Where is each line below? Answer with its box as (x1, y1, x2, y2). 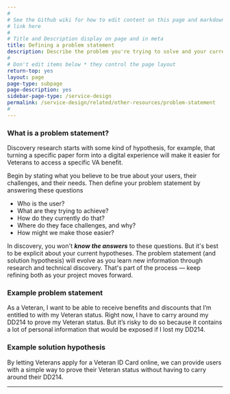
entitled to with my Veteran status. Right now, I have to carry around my (7, 311, 209, 319)
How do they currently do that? (16, 214, 105, 223)
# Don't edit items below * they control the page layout (7, 61, 176, 68)
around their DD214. (7, 373, 64, 381)
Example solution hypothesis (7, 343, 106, 352)
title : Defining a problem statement (7, 42, 115, 49)
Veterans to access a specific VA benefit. (7, 158, 123, 167)
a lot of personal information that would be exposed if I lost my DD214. (7, 325, 205, 334)
